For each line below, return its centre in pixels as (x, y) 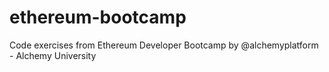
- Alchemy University (53, 55)
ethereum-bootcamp (98, 17)
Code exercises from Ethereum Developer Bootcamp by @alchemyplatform (164, 45)
